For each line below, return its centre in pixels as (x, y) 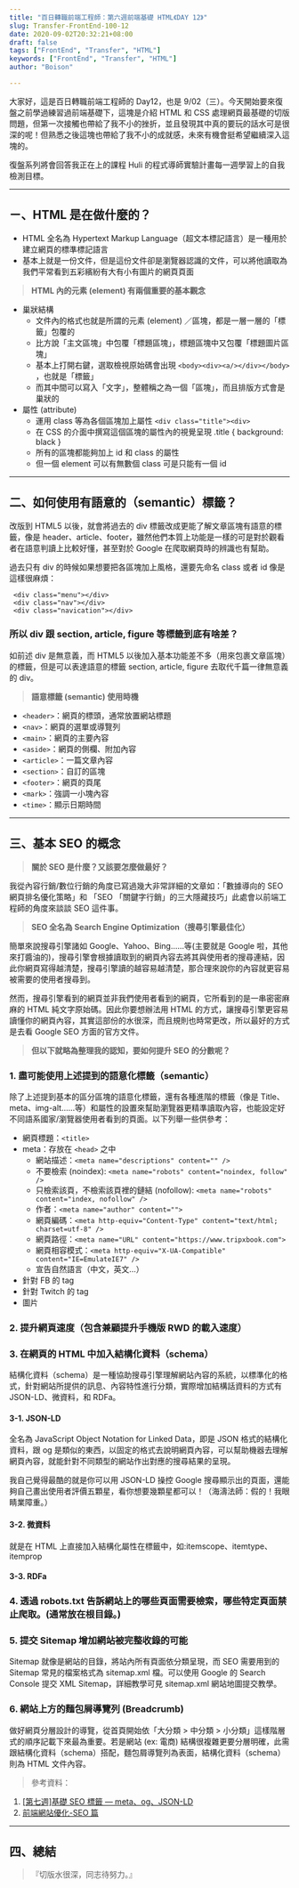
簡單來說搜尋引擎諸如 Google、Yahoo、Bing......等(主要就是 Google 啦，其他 (149, 945)
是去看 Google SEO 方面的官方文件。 (77, 1031)
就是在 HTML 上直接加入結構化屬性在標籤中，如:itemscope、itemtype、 (141, 1546)
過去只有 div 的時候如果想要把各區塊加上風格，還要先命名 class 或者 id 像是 (147, 567)
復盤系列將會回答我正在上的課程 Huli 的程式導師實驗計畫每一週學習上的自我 (147, 165)
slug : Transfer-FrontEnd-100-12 (69, 26)
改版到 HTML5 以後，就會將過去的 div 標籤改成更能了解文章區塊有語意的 (141, 525)
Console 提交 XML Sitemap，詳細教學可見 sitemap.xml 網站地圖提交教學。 (145, 1684)
